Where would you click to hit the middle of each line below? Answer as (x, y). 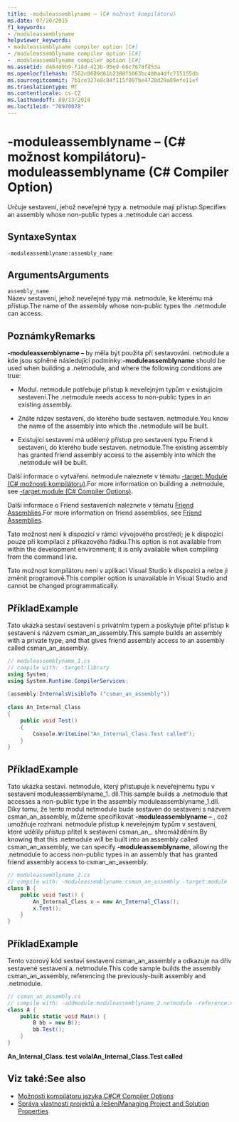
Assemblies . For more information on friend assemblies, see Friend (105, 513)
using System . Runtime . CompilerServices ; (68, 681)
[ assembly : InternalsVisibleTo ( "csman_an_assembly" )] (89, 694)
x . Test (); (47, 908)
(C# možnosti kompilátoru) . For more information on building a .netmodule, (116, 484)
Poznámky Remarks (52, 336)
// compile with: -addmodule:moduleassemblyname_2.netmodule (100, 1003)
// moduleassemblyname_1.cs (49, 661)
